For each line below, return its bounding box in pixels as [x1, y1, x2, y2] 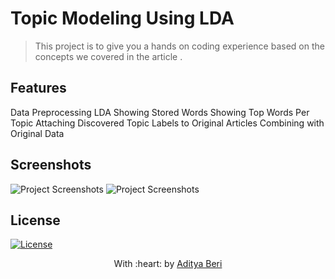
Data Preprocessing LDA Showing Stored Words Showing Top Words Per [10, 106, 310, 118]
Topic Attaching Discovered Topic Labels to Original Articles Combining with [10, 117, 325, 129]
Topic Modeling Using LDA [10, 7, 235, 30]
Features [10, 80, 67, 97]
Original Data [10, 127, 65, 139]
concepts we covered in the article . [34, 50, 183, 62]
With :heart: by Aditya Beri [113, 258, 223, 270]
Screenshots [10, 157, 92, 174]
